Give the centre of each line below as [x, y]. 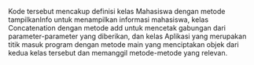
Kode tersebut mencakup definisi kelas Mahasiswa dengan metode [117, 11]
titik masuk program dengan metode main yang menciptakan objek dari [123, 45]
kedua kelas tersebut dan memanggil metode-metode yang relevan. [118, 53]
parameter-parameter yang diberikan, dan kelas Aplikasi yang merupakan [127, 36]
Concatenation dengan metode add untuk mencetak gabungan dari [117, 28]
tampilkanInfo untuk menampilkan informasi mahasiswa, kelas [109, 20]
